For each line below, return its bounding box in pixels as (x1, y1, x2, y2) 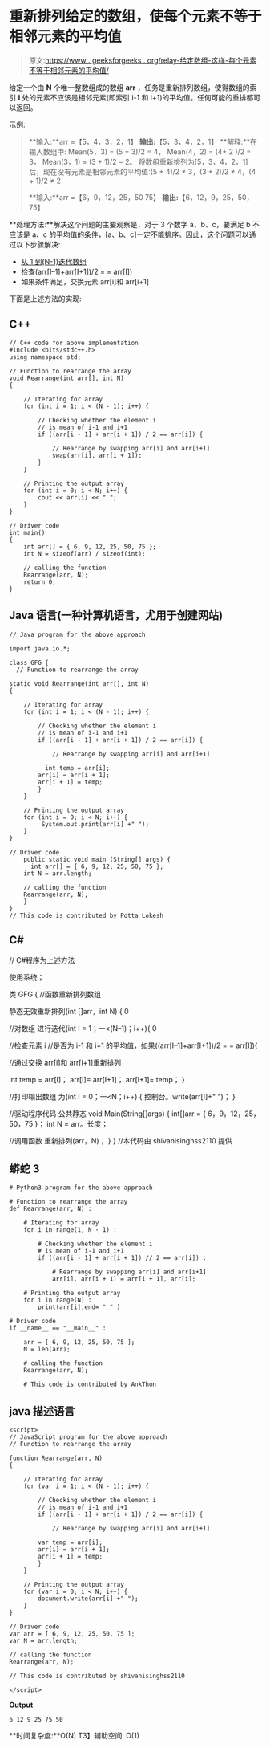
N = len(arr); (23, 1346, 71, 1354)
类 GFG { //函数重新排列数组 (9, 989, 102, 1000)
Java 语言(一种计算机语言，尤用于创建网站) (9, 609, 224, 622)
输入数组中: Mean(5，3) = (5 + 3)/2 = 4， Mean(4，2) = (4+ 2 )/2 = (28, 146, 252, 157)
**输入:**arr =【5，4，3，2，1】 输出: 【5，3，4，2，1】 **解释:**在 (28, 136, 257, 146)
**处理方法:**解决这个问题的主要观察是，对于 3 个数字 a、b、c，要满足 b (9, 219, 251, 229)
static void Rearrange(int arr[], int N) (9, 679, 150, 687)
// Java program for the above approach (9, 630, 147, 638)
